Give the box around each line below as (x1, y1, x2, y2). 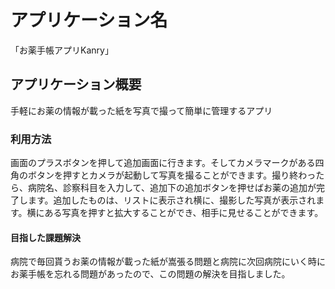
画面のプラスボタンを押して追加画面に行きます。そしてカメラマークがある (10, 157, 316, 169)
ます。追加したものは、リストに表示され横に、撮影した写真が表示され (27, 194, 317, 206)
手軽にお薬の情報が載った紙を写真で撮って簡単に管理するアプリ (10, 104, 273, 116)
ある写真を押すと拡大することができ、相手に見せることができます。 (44, 207, 324, 219)
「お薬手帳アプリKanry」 (10, 44, 114, 56)
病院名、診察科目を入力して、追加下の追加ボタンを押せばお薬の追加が (27, 182, 317, 194)
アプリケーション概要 (10, 76, 142, 93)
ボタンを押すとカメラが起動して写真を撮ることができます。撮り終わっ (27, 169, 317, 181)
